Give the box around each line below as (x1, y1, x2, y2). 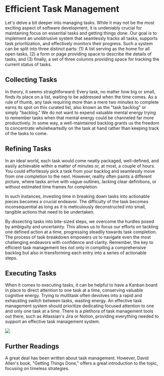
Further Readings (5, 342, 59, 350)
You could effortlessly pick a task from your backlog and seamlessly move (5, 168, 155, 174)
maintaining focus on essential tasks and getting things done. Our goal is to (5, 30, 157, 36)
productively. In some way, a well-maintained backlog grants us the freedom (5, 120, 160, 126)
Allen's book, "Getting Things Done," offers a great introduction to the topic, (5, 360, 158, 366)
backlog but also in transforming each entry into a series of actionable (5, 249, 147, 256)
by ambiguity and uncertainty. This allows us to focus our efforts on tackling (5, 223, 159, 229)
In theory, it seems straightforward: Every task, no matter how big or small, (5, 88, 156, 94)
